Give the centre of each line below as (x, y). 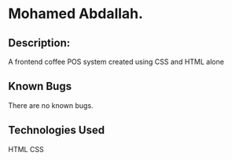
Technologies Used (56, 130)
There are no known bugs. (51, 105)
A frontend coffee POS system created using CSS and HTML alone (116, 61)
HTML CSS (26, 149)
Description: (39, 43)
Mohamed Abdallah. (76, 14)
